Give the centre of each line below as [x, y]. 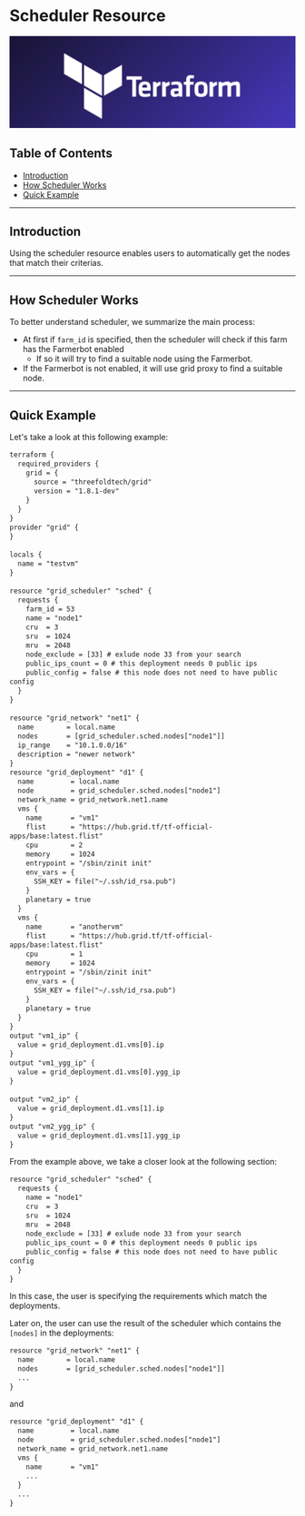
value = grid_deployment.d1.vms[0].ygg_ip [99, 1072]
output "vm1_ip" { [44, 1036]
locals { [26, 555]
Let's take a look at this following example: [89, 438]
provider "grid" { [44, 527]
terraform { [32, 455]
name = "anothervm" [75, 927]
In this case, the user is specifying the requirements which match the [138, 1296]
